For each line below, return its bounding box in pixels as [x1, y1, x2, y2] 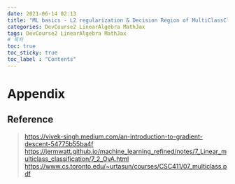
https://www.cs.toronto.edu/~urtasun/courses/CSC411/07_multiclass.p [24, 162, 227, 170]
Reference [7, 113, 54, 126]
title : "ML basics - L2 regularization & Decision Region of [7, 17, 190, 24]
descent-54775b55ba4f [24, 139, 94, 148]
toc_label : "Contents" [7, 56, 77, 63]
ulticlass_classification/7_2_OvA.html [24, 155, 129, 163]
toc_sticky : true [7, 50, 58, 57]
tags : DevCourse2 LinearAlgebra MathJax [7, 29, 127, 37]
